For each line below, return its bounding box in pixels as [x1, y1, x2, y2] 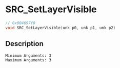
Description [5, 39, 44, 48]
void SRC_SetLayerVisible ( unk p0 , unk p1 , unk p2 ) [5, 25, 116, 30]
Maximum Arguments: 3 [5, 57, 52, 62]
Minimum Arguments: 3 [5, 53, 52, 58]
